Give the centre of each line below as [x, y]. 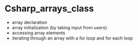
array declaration [29, 22]
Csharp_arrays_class [49, 9]
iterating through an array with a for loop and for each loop [72, 38]
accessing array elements [38, 33]
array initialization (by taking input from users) [59, 27]
